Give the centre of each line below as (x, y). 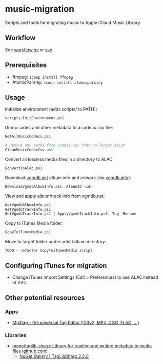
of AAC (19, 282)
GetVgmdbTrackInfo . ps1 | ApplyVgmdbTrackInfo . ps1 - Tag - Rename (71, 214)
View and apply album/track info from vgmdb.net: (55, 196)
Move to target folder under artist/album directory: (56, 242)
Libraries (16, 335)
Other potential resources (45, 298)
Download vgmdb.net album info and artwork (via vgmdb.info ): (68, 178)
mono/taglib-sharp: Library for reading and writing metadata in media (82, 345)
